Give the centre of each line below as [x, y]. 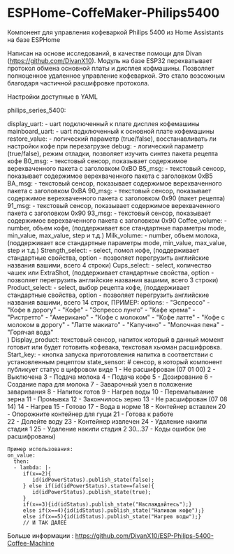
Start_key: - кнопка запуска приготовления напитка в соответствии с [110, 354]
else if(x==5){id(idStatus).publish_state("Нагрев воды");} [112, 516]
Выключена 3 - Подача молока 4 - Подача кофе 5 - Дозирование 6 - [110, 377]
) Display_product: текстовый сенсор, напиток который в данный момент [116, 339]
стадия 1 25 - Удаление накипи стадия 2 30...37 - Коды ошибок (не [107, 429]
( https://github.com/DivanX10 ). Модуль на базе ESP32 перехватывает [110, 60]
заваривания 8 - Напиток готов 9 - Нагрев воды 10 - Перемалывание [111, 392]
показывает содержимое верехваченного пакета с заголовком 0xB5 [110, 176]
